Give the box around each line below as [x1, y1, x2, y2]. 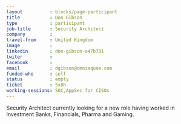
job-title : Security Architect [6, 25, 104, 32]
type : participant [6, 20, 85, 26]
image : [6, 43, 53, 49]
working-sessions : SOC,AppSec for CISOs [6, 88, 110, 94]
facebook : [6, 59, 53, 65]
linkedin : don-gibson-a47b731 [6, 48, 104, 54]
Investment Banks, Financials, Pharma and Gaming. [6, 110, 134, 118]
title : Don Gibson [6, 15, 83, 21]
